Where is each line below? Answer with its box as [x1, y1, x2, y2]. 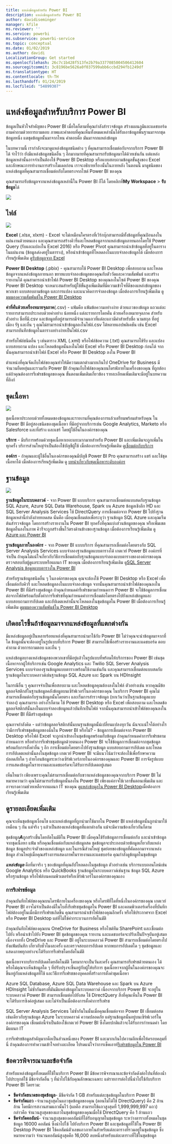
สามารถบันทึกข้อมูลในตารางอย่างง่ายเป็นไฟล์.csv [6, 328, 88, 334]
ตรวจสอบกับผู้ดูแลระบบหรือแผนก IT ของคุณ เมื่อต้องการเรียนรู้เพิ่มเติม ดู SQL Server [6, 559, 151, 565]
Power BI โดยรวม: [6, 1081, 40, 1088]
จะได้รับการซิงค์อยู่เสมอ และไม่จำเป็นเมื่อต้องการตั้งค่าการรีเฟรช [6, 997, 110, 1004]
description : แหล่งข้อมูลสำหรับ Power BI [6, 12, 81, 17]
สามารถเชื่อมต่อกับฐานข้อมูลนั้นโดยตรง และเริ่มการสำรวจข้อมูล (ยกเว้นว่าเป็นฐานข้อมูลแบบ [6, 693, 156, 700]
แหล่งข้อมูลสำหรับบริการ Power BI [6, 106, 126, 117]
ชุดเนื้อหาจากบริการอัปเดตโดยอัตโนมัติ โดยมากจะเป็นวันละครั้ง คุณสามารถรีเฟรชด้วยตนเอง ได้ [6, 958, 162, 965]
